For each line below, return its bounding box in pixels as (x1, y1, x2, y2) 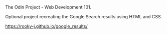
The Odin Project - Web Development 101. (5, 4, 92, 10)
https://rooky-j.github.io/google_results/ (5, 23, 88, 29)
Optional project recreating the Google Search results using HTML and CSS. (5, 14, 162, 19)
